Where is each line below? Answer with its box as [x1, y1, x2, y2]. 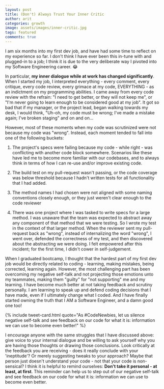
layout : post [5, 7, 32, 12]
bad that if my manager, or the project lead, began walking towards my [5, 104, 148, 111]
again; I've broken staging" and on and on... [5, 115, 94, 121]
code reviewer [12, 200, 42, 206]
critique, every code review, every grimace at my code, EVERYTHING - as [5, 83, 154, 89]
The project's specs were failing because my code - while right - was [12, 144, 153, 150]
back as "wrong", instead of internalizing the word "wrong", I [28, 230, 152, 236]
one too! [5, 303, 22, 308]
